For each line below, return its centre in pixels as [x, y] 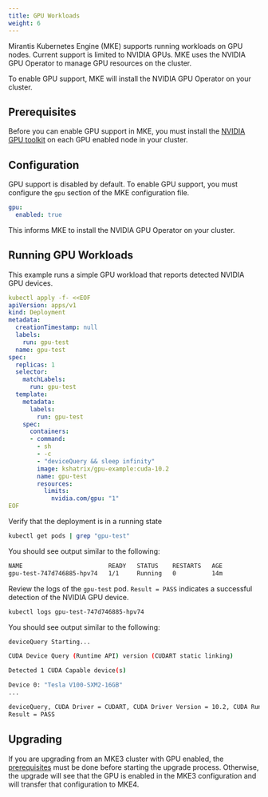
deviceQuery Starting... [49, 642]
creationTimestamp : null [57, 328]
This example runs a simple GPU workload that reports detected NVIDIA [126, 274]
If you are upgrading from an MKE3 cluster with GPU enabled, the [116, 759]
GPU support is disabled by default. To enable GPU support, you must [123, 184]
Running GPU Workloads [71, 256]
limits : [56, 491]
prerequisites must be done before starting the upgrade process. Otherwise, [134, 767]
